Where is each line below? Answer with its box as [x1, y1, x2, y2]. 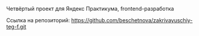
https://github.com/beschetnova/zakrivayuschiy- [71, 17, 193, 23]
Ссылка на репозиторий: [6, 17, 71, 23]
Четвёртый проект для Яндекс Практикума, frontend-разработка [6, 5, 174, 12]
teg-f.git [6, 23, 27, 30]
